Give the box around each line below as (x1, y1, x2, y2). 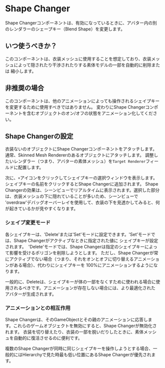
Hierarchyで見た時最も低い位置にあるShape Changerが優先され (22, 351, 152, 357)
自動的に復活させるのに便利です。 (13, 335, 83, 341)
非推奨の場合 (5, 84, 44, 92)
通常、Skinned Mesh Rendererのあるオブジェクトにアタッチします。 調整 (5, 152, 154, 158)
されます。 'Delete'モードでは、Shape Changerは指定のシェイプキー (5, 244, 145, 249)
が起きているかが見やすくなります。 (5, 206, 78, 212)
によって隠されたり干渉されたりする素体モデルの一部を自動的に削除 (13, 62, 152, 68)
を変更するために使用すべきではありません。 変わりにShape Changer (5, 104, 145, 110)
